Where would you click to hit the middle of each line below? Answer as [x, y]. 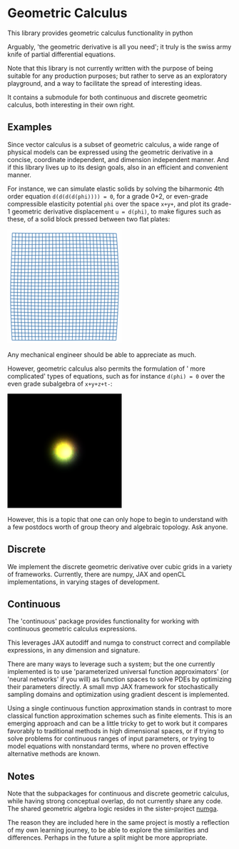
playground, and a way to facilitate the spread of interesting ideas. [105, 83]
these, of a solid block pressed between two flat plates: [89, 218]
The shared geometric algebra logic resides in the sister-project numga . [113, 809]
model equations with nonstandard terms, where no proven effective [108, 746]
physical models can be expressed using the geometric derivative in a [110, 152]
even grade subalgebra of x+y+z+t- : [60, 383]
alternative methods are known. [54, 754]
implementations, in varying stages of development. [84, 582]
